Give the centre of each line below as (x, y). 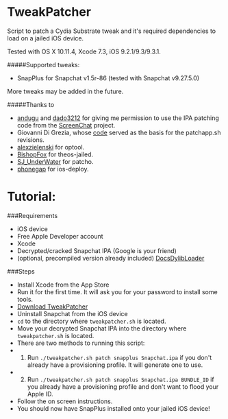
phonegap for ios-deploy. (53, 169)
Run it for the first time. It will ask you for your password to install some (117, 291)
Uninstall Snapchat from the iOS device (72, 313)
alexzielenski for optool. (51, 147)
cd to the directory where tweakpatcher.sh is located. (91, 321)
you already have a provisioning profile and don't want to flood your (123, 386)
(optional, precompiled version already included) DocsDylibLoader (111, 258)
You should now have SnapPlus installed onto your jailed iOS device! (113, 408)
